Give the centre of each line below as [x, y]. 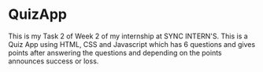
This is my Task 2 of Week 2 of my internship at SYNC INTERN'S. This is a [128, 36]
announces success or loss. [54, 61]
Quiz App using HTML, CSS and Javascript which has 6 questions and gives [132, 44]
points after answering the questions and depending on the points [115, 52]
